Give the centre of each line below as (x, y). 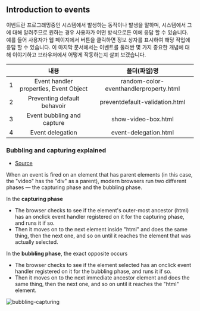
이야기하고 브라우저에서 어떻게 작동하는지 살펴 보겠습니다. (79, 54)
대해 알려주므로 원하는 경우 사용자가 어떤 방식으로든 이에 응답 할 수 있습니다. (100, 32)
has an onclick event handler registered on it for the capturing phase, (99, 217)
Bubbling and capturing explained (56, 150)
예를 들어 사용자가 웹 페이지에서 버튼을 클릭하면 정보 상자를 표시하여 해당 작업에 (98, 40)
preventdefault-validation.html (143, 102)
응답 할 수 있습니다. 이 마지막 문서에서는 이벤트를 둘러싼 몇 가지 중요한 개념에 (95, 47)
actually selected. (36, 242)
